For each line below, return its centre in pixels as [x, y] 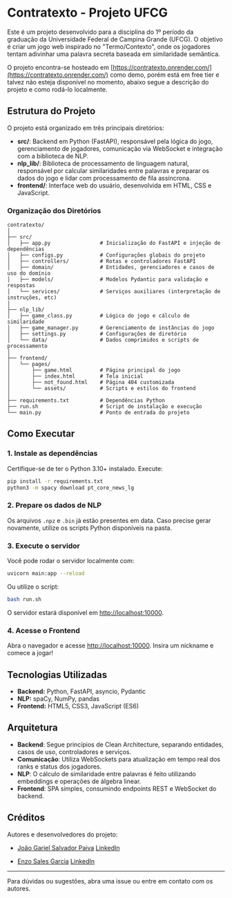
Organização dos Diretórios [54, 210]
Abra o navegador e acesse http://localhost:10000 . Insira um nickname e [110, 645]
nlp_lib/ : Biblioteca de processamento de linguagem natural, [103, 163]
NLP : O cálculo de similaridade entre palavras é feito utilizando [106, 773]
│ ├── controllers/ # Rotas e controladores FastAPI [101, 262]
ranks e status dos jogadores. [59, 767]
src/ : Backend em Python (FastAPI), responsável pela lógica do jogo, [115, 141]
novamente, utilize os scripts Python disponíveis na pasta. [90, 528]
